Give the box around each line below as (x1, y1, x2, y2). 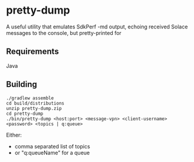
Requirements (6, 47, 59, 57)
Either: (6, 131, 22, 138)
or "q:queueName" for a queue (14, 149, 90, 156)
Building (6, 79, 37, 89)
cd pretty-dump (6, 111, 44, 116)
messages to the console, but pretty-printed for (6, 29, 122, 36)
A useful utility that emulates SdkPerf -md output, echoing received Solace (6, 23, 188, 30)
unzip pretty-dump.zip (6, 105, 62, 111)
